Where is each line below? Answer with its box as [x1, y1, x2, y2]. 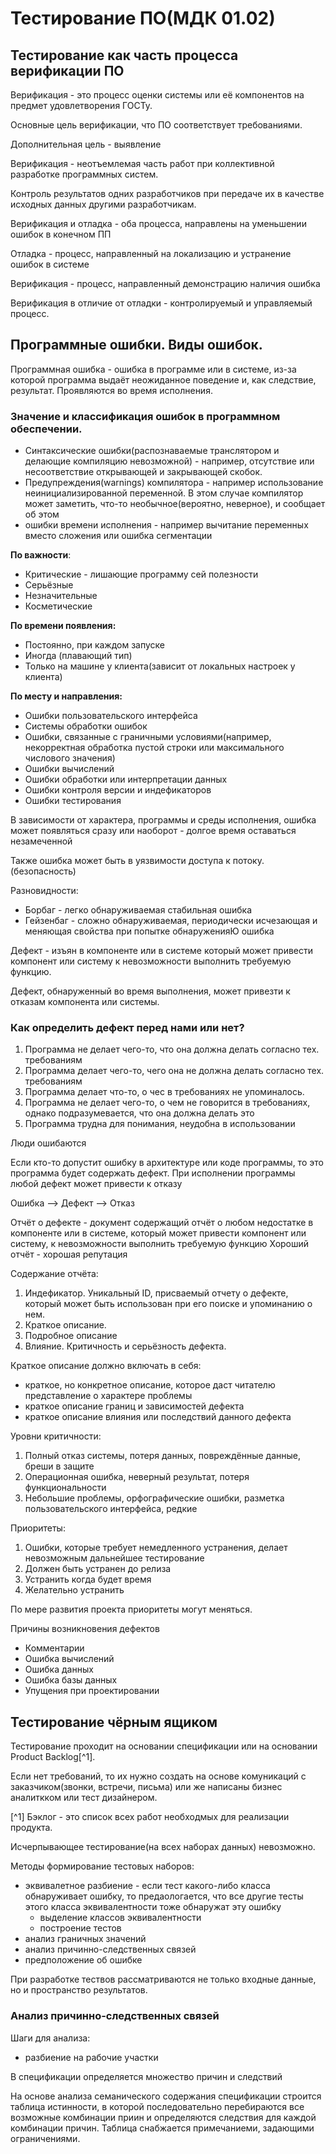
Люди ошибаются [10, 1137, 87, 1149]
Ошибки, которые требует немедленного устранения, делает [24, 1542, 288, 1554]
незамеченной [10, 835, 73, 847]
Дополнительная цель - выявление [10, 138, 162, 150]
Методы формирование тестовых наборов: [10, 1860, 195, 1872]
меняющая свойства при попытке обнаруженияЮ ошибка [24, 925, 275, 937]
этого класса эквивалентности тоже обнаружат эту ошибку [24, 1901, 282, 1913]
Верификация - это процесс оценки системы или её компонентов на [10, 89, 305, 101]
